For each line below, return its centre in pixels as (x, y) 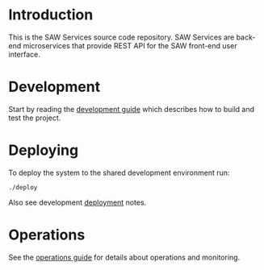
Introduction (51, 15)
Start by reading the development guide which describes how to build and (132, 109)
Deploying (44, 150)
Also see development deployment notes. (78, 202)
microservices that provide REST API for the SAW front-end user (130, 45)
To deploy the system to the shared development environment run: (119, 172)
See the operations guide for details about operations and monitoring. (124, 257)
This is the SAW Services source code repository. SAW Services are (122, 37)
